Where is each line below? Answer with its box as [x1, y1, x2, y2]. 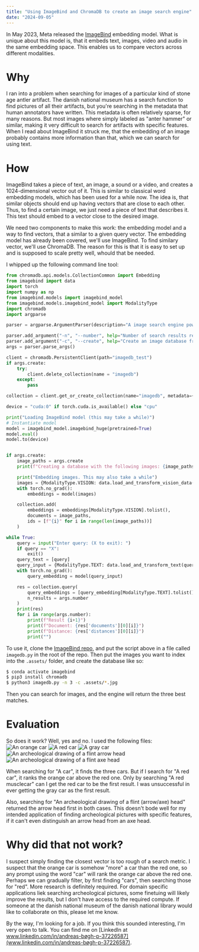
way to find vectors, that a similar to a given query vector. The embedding [6, 230, 187, 238]
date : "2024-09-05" [6, 14, 54, 20]
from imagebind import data [6, 278, 76, 284]
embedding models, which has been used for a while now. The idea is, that [6, 194, 189, 201]
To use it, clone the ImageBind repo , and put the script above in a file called [6, 644, 191, 652]
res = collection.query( [17, 584, 78, 590]
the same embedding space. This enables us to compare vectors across [6, 43, 182, 51]
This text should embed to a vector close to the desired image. [6, 212, 159, 220]
